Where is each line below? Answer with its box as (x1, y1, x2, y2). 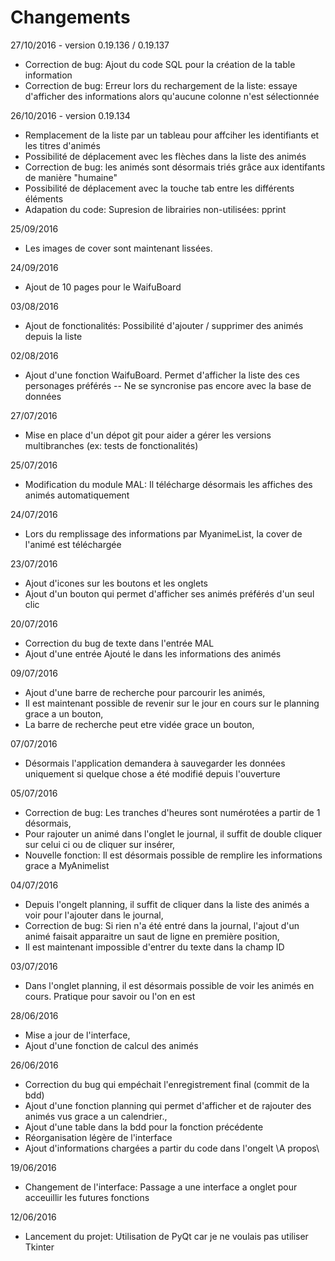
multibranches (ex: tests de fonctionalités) (24, 439, 199, 451)
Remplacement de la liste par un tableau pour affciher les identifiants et (24, 129, 320, 141)
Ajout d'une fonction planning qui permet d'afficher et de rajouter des (24, 1099, 312, 1111)
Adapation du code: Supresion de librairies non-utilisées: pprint (24, 203, 287, 215)
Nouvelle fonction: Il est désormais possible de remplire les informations (24, 849, 323, 861)
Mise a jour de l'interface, (24, 1029, 131, 1041)
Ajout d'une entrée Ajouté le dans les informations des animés (24, 647, 282, 660)
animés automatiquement (24, 489, 130, 501)
